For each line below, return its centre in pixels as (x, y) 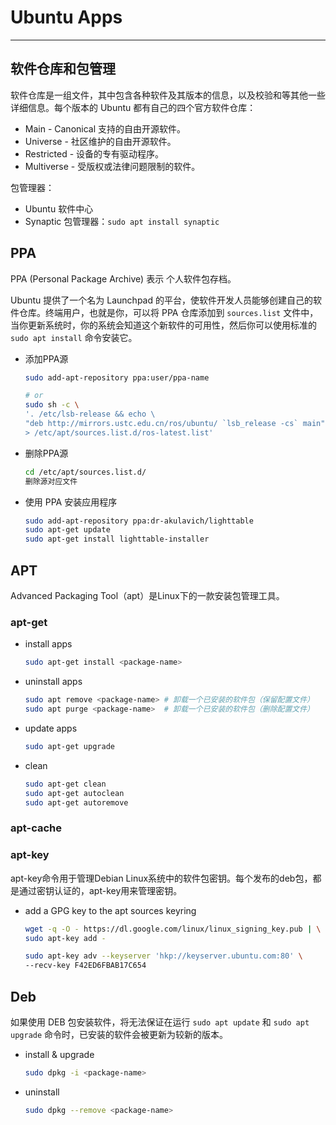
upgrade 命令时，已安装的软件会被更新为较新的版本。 (119, 1034)
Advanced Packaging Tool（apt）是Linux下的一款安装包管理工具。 (147, 595)
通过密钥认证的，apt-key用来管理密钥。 (100, 890)
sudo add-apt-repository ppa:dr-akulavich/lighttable (139, 521)
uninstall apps (53, 682)
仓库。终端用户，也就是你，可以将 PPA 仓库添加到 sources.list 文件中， (168, 312)
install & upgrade (59, 1054)
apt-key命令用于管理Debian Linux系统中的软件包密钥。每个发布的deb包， (161, 878)
